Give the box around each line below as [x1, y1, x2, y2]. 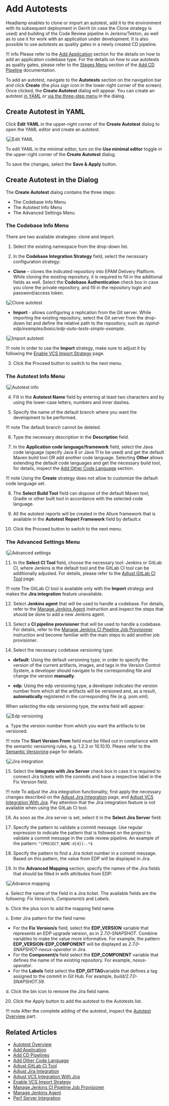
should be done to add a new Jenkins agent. [13, 611, 105, 617]
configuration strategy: [13, 258, 61, 265]
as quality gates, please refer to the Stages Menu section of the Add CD [6, 62, 155, 68]
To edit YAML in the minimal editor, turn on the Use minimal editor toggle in [6, 146, 162, 152]
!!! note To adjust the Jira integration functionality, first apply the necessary [6, 788, 161, 795]
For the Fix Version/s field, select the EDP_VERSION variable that [13, 925, 149, 931]
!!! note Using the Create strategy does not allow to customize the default [6, 475, 158, 481]
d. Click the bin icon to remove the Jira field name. [6, 988, 110, 994]
